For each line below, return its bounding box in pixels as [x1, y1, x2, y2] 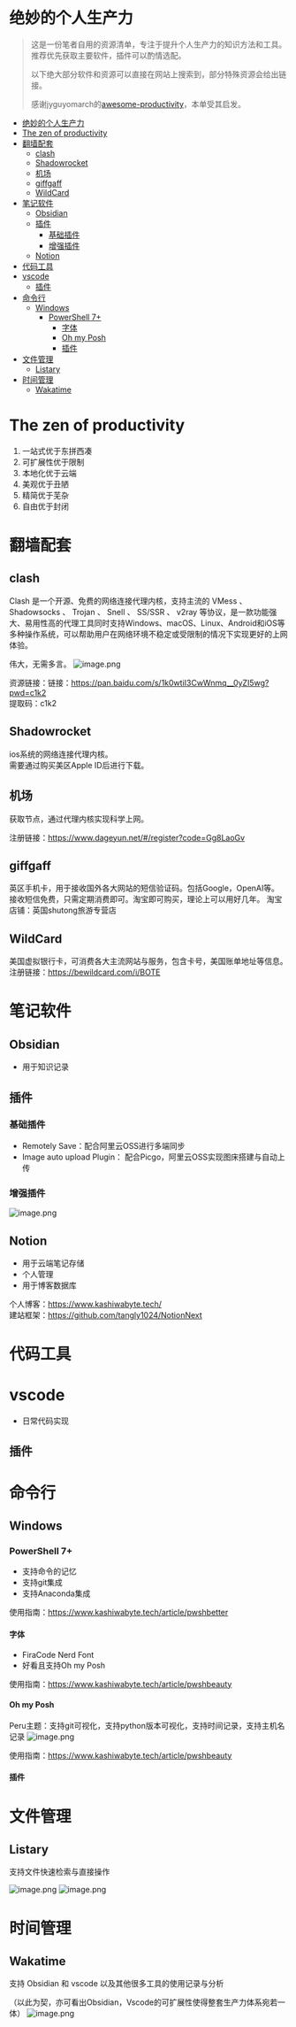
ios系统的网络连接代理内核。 [9, 749, 113, 759]
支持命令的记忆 [21, 1566, 77, 1576]
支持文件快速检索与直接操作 [9, 1867, 110, 1877]
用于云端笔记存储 [21, 1258, 85, 1268]
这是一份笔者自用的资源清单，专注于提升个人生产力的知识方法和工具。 [30, 39, 287, 50]
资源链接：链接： [9, 677, 72, 688]
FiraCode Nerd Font [21, 1649, 95, 1660]
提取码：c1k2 [9, 698, 57, 708]
